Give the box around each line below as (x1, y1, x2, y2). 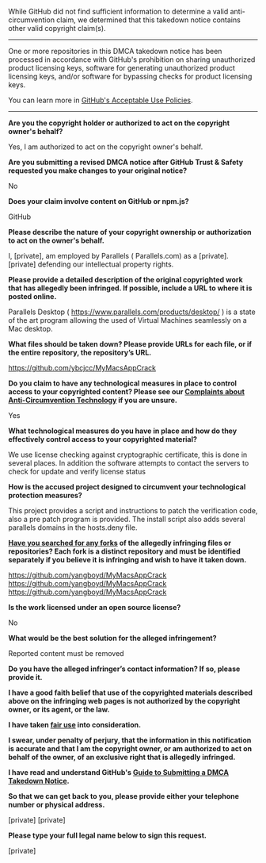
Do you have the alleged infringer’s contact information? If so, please (8, 664, 241, 673)
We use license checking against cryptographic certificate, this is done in (8, 450, 248, 459)
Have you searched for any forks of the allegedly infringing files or (8, 539, 232, 547)
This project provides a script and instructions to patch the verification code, (8, 506, 258, 515)
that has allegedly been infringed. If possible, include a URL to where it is (8, 283, 253, 293)
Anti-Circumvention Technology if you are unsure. (8, 396, 178, 405)
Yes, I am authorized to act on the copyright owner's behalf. (8, 142, 203, 152)
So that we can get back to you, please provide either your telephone (8, 792, 240, 800)
